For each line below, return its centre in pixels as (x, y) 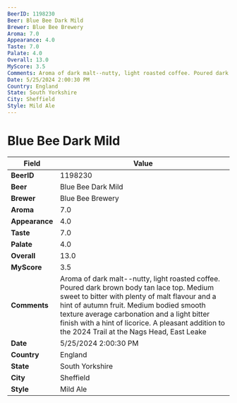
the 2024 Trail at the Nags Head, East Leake (133, 332)
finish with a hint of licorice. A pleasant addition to (142, 322)
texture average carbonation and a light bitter (135, 314)
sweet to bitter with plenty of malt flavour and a (138, 296)
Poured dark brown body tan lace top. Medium (137, 287)
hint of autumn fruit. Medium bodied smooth (133, 305)
